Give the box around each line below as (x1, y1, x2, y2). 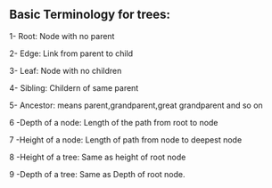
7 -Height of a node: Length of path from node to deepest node (9, 134, 243, 145)
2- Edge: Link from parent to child (9, 48, 134, 59)
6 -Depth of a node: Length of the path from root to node (9, 117, 218, 127)
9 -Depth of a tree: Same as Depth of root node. (9, 168, 185, 179)
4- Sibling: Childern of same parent (9, 82, 139, 93)
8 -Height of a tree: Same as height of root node (9, 151, 186, 162)
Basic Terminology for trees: (9, 7, 171, 22)
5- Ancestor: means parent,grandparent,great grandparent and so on (9, 100, 263, 110)
